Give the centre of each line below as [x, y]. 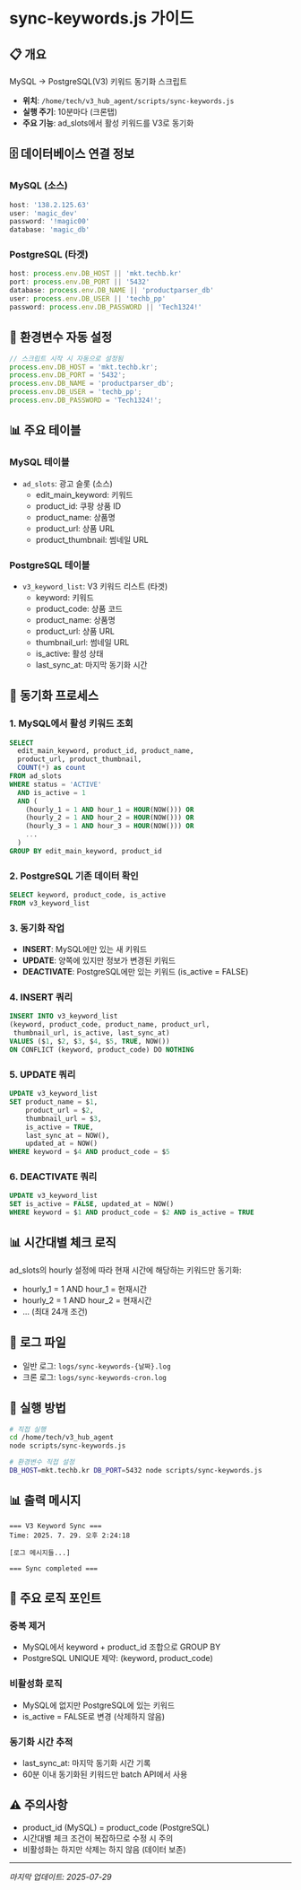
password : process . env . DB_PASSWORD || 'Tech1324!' [106, 307]
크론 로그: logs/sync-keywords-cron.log [95, 1377]
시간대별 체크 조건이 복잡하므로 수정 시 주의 [98, 1838]
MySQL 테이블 [39, 462]
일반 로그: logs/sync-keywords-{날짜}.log [97, 1366]
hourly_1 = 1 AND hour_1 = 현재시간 [85, 1289]
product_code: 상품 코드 [79, 608]
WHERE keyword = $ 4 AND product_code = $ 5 [90, 1152]
